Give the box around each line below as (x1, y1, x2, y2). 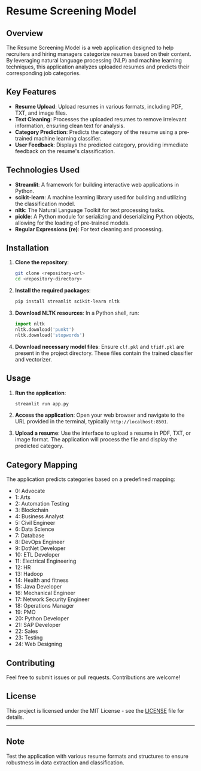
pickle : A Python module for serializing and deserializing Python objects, (14, 213, 194, 220)
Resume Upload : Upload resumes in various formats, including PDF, (14, 103, 184, 110)
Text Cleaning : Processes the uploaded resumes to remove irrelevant (14, 115, 187, 122)
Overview (6, 28, 44, 38)
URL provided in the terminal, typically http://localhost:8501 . (14, 418, 169, 425)
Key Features (6, 87, 57, 97)
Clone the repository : (14, 259, 69, 266)
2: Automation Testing (14, 500, 70, 507)
